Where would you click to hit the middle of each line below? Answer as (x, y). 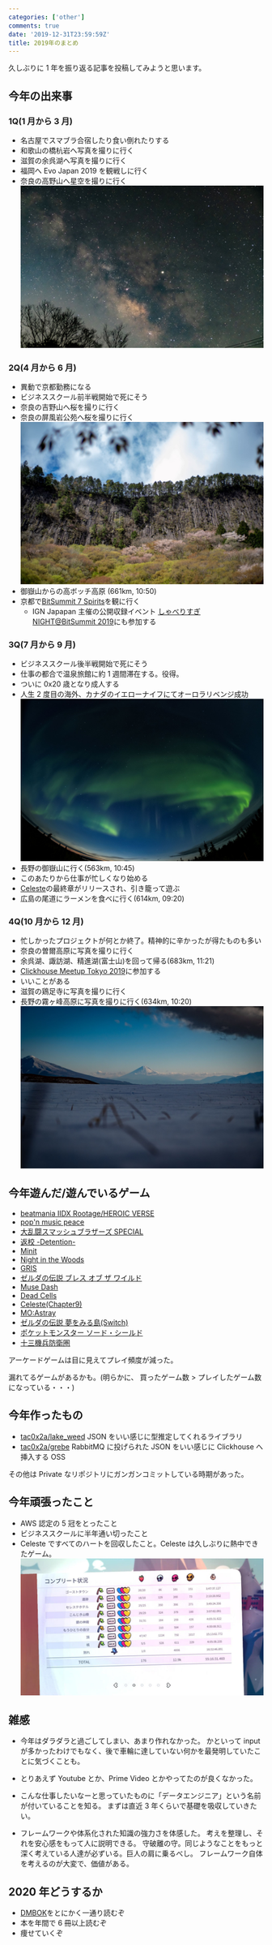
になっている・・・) (42, 1387)
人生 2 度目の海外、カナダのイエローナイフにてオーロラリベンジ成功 (134, 695)
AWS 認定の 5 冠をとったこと (69, 1523)
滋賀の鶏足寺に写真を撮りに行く (73, 992)
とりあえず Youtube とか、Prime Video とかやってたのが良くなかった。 (138, 1779)
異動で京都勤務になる (55, 387)
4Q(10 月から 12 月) (46, 921)
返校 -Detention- (48, 1241)
